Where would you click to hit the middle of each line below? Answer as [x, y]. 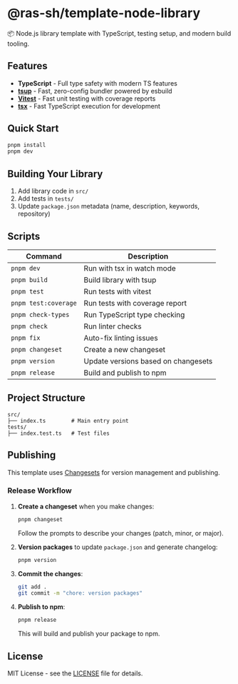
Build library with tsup [120, 280]
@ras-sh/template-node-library [104, 13]
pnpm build [29, 280]
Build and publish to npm [125, 373]
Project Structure [46, 398]
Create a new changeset [125, 349]
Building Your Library [55, 174]
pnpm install [27, 145]
